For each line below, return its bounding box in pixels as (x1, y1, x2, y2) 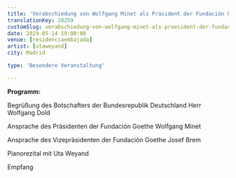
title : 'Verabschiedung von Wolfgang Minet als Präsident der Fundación (7, 10, 225, 18)
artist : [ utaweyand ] (7, 43, 68, 50)
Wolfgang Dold (7, 108, 51, 116)
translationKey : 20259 (7, 17, 74, 24)
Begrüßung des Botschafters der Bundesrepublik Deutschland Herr (7, 101, 202, 109)
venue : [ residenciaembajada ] (7, 36, 93, 43)
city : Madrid (7, 50, 46, 57)
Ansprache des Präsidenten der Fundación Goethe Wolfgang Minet (7, 122, 202, 130)
